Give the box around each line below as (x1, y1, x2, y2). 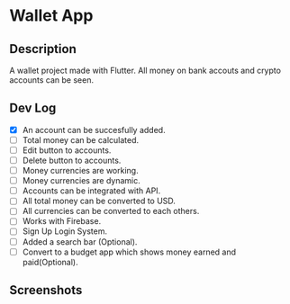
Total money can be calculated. (22, 134, 140, 145)
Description (9, 41, 77, 57)
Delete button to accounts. (22, 155, 122, 165)
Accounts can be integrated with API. (22, 185, 161, 196)
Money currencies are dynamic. (22, 175, 141, 186)
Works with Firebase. (22, 216, 102, 227)
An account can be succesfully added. (22, 124, 166, 135)
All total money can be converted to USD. (22, 195, 176, 207)
